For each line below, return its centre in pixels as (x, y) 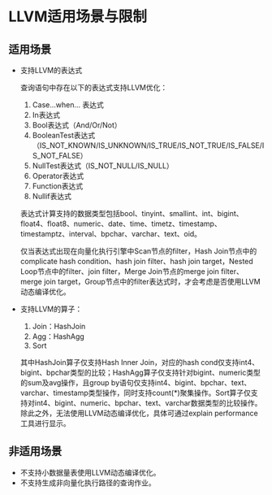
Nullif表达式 (52, 196)
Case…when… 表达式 (68, 105)
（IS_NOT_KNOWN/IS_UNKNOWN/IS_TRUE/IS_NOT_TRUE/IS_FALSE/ (147, 145)
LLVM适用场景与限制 (78, 17)
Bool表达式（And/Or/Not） (77, 125)
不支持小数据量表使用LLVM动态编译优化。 (90, 472)
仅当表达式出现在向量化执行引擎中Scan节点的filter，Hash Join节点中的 (138, 251)
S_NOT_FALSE (56, 156)
